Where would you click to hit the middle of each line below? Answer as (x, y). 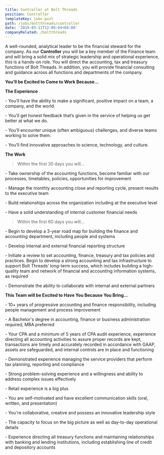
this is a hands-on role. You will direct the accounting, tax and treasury (76, 62)
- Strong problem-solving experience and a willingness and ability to (74, 374)
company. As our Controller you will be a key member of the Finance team (80, 51)
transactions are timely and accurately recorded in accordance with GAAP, (80, 344)
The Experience (22, 91)
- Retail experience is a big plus (37, 388)
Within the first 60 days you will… (51, 222)
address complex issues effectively (41, 379)
